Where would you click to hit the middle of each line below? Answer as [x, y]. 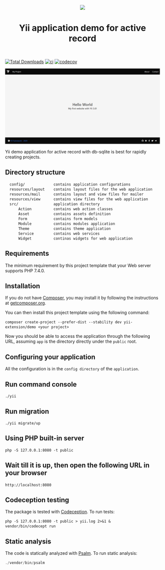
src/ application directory [55, 204]
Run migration [27, 411]
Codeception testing [37, 500]
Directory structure [35, 172]
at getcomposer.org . [26, 303]
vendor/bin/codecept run [30, 526]
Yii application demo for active [82, 28]
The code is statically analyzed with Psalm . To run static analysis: [71, 553]
